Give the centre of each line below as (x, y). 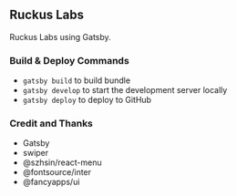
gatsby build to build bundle (76, 80)
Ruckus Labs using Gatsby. (60, 36)
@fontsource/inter (57, 172)
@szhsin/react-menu (62, 162)
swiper (36, 153)
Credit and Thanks (52, 124)
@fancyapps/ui (51, 182)
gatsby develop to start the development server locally (125, 90)
